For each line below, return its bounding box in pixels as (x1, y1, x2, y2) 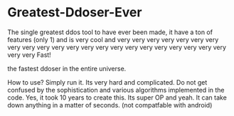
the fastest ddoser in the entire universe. (7, 64, 127, 73)
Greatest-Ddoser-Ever (7, 4, 142, 21)
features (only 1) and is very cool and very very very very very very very (7, 35, 219, 43)
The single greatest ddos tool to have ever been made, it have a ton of (7, 28, 213, 36)
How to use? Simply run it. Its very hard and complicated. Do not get (7, 78, 208, 86)
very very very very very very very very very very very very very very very (7, 43, 226, 51)
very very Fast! (7, 51, 51, 59)
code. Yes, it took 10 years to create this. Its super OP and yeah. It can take (7, 93, 228, 102)
